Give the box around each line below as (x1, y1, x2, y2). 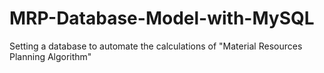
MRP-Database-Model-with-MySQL (9, 7, 315, 30)
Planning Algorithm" (9, 50, 92, 62)
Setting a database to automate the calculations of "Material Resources (9, 40, 303, 52)
